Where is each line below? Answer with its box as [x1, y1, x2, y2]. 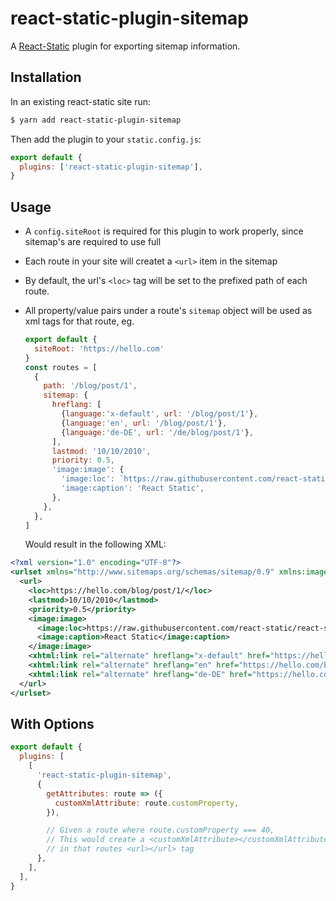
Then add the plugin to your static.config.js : [10, 133, 202, 145]
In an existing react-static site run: [10, 95, 151, 107]
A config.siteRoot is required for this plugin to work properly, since [24, 225, 304, 237]
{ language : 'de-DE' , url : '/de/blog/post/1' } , [61, 427, 255, 437]
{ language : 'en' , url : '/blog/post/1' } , [61, 418, 228, 428]
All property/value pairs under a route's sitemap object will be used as [24, 305, 313, 317]
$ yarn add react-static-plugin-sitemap [10, 115, 182, 125]
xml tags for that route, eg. [24, 315, 135, 327]
